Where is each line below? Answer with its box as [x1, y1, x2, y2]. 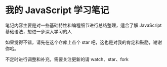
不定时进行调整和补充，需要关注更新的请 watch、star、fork [5, 56, 129, 62]
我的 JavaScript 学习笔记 [5, 5, 110, 16]
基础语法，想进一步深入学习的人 [5, 28, 72, 34]
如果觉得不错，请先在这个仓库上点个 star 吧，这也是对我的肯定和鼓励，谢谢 [5, 39, 162, 45]
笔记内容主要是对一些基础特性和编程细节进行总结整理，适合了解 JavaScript [5, 22, 162, 28]
